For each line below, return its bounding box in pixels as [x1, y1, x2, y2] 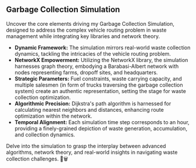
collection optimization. [14, 94, 71, 101]
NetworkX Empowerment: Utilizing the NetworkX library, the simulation [14, 56, 188, 63]
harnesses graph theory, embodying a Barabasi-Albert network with [14, 63, 179, 70]
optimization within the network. [14, 112, 92, 119]
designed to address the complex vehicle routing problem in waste [6, 26, 167, 33]
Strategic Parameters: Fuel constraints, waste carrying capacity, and [14, 75, 183, 82]
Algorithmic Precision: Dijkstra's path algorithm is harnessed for [14, 100, 171, 107]
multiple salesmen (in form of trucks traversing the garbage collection [14, 81, 183, 88]
